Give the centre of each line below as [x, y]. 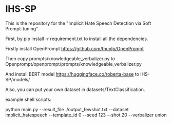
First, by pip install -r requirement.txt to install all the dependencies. [77, 39]
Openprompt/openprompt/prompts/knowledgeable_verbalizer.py [74, 64]
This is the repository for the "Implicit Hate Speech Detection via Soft [78, 23]
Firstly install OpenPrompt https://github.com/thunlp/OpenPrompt [74, 48]
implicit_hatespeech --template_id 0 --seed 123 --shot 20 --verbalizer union [86, 115]
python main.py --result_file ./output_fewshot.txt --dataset [67, 109]
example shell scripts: [28, 99]
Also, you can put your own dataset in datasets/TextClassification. [75, 89]
